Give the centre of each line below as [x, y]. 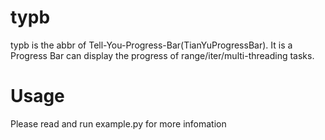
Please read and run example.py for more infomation [118, 123]
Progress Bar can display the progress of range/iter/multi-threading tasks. [162, 55]
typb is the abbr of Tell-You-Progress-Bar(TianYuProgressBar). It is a [151, 45]
